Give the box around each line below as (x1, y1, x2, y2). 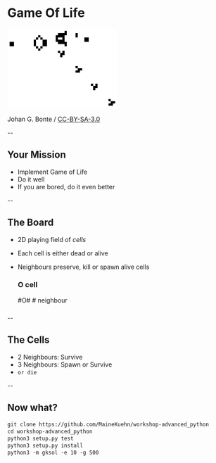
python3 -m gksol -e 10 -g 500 (7, 449, 99, 457)
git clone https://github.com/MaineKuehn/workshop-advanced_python (7, 421, 210, 429)
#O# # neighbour (17, 296, 68, 304)
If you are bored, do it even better (17, 182, 115, 191)
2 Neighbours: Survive (17, 353, 83, 361)
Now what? (7, 401, 58, 413)
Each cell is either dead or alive (17, 248, 108, 258)
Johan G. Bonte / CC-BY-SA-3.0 (7, 115, 101, 123)
